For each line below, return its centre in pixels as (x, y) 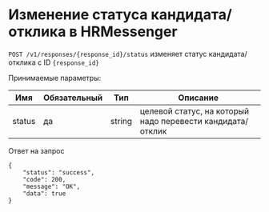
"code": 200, (44, 179)
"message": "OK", (52, 186)
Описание (198, 98)
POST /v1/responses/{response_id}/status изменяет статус (108, 54)
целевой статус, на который (195, 111)
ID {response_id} (72, 62)
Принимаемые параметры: (55, 78)
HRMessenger (129, 32)
